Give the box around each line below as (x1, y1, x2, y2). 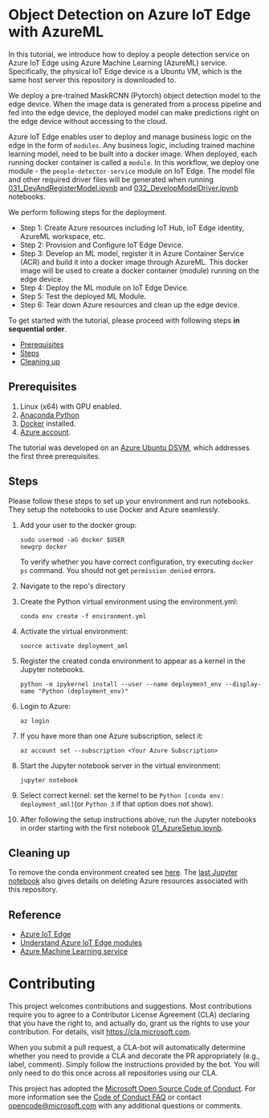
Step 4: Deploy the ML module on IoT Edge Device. (19, 283, 190, 292)
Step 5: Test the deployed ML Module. (19, 291, 147, 301)
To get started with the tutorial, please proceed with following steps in (8, 316, 240, 325)
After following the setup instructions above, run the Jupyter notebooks (19, 815, 257, 824)
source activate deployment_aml (19, 642, 128, 650)
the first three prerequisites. (8, 451, 100, 460)
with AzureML (8, 23, 104, 41)
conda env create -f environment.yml (19, 612, 147, 621)
